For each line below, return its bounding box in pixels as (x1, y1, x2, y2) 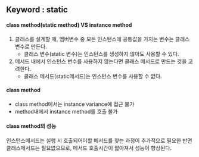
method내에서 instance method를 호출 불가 (14, 108, 118, 115)
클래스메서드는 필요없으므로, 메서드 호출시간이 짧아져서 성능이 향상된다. (6, 145, 172, 151)
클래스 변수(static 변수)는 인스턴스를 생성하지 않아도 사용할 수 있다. (23, 50, 180, 57)
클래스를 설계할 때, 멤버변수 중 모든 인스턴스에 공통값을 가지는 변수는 (14, 35, 174, 42)
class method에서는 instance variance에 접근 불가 (14, 101, 135, 108)
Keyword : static (6, 5, 69, 15)
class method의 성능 (6, 123, 57, 130)
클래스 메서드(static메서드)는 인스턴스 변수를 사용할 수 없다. (23, 73, 162, 80)
